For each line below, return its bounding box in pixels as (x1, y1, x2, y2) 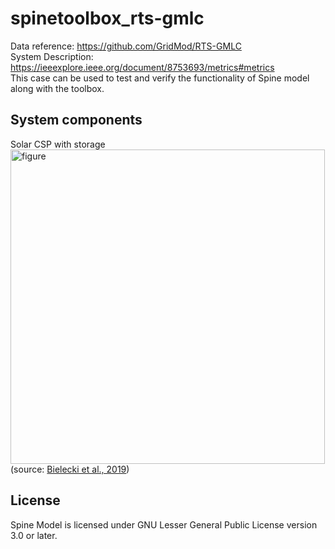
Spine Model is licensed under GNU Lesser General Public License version (10, 518, 318, 531)
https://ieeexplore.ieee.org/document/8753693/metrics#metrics (10, 61, 275, 73)
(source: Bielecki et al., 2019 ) (10, 463, 130, 475)
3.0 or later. (10, 529, 58, 541)
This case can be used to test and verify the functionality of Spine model (10, 72, 310, 84)
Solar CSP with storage (10, 138, 106, 150)
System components (10, 112, 143, 129)
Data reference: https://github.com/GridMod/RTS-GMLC (10, 40, 242, 52)
